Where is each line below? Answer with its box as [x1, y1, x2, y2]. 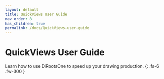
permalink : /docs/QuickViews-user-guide [5, 26, 90, 31]
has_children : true [5, 21, 45, 26]
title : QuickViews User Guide [5, 12, 68, 17]
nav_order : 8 [5, 16, 32, 21]
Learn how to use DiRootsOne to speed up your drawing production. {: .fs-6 [5, 63, 160, 69]
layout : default [5, 7, 39, 12]
